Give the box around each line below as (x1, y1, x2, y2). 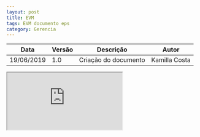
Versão (52, 45, 74, 54)
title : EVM (6, 15, 34, 21)
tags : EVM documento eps (6, 20, 70, 26)
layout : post (6, 9, 40, 15)
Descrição (97, 45, 128, 54)
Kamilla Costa (151, 56, 191, 64)
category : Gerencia (6, 26, 56, 32)
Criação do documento (79, 56, 145, 64)
